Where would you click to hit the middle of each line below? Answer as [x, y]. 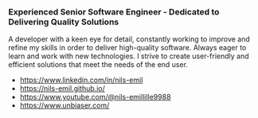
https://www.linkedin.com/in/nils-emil [81, 80]
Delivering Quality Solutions [64, 22]
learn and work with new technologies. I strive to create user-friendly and [129, 56]
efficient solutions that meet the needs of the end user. [98, 65]
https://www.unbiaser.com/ [64, 105]
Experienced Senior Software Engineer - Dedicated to [114, 12]
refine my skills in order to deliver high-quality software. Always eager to [127, 48]
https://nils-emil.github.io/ [62, 88]
